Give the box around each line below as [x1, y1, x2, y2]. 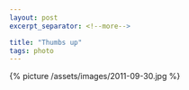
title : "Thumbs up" [9, 38, 83, 47]
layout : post [9, 13, 58, 22]
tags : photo [9, 46, 54, 55]
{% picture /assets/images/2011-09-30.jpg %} [9, 71, 181, 82]
